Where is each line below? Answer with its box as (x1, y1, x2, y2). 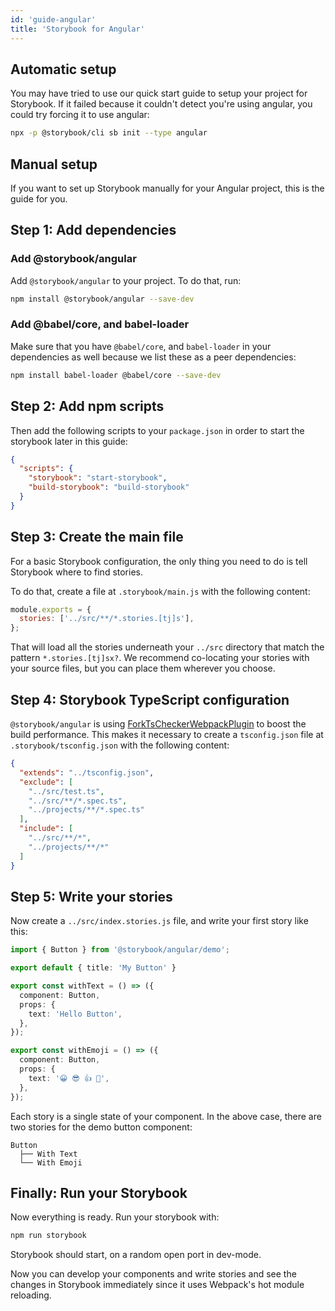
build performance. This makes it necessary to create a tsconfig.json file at (10, 729, 324, 741)
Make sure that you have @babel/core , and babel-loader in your (10, 340, 272, 352)
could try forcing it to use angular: (10, 109, 150, 121)
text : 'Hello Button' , (28, 1009, 123, 1019)
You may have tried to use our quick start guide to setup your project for (10, 87, 308, 100)
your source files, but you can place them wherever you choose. (10, 662, 276, 675)
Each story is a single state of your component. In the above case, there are (10, 1110, 322, 1122)
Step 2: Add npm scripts (10, 398, 165, 415)
